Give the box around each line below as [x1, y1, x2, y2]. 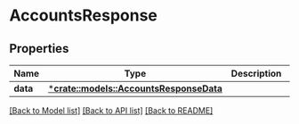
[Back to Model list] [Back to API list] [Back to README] [9, 105, 214, 116]
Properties [9, 41, 69, 56]
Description [230, 68, 282, 79]
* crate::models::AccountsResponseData [47, 82, 222, 95]
